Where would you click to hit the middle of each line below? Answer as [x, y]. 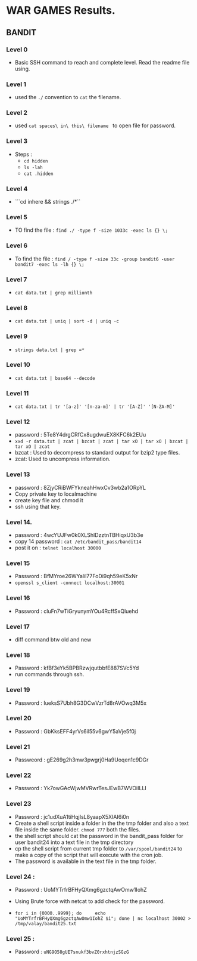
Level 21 [18, 747]
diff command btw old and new [53, 639]
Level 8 [17, 308]
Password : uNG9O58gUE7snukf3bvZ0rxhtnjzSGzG [72, 952]
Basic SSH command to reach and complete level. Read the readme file [102, 62]
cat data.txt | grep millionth [54, 293]
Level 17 [18, 627]
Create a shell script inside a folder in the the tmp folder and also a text [102, 823]
